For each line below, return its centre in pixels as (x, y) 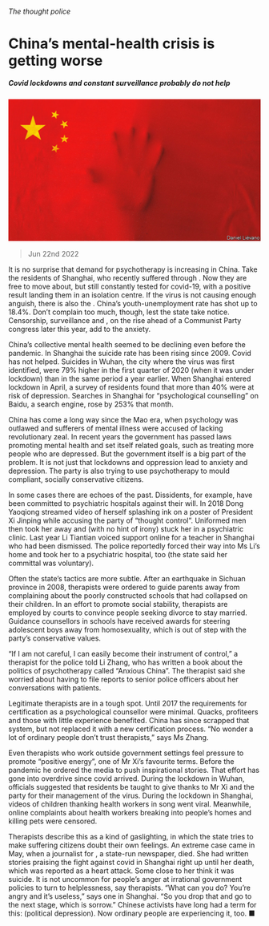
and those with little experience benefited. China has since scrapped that (129, 721)
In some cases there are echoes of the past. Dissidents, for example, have (130, 495)
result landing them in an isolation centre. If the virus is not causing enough (132, 295)
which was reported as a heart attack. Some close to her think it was (121, 871)
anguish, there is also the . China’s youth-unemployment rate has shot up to (133, 304)
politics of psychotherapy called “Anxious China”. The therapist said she (127, 671)
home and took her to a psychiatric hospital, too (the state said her (118, 555)
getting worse (56, 61)
